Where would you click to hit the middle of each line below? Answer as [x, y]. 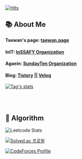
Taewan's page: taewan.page [37, 40]
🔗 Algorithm [25, 118]
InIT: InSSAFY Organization [35, 52]
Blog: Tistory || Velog [28, 75]
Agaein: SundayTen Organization [41, 63]
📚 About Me [25, 25]
